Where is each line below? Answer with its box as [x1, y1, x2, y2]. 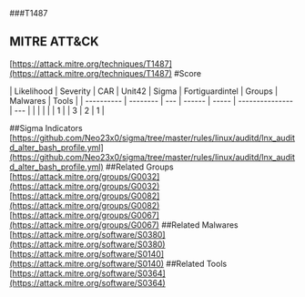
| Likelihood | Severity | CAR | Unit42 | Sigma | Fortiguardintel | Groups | [9, 86, 279, 97]
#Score [174, 67, 202, 78]
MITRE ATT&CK [9, 34, 99, 49]
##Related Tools [166, 258, 228, 269]
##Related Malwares [160, 219, 239, 230]
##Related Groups [105, 161, 175, 172]
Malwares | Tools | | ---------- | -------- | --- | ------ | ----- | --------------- [9, 95, 294, 106]
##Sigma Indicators [9, 122, 84, 133]
